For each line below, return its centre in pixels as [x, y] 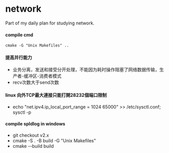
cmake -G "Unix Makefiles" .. [37, 46]
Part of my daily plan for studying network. [50, 23]
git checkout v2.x [31, 135]
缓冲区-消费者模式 [43, 76]
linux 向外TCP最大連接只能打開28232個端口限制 [56, 95]
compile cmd [19, 35]
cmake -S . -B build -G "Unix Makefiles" [54, 140]
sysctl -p [22, 112]
